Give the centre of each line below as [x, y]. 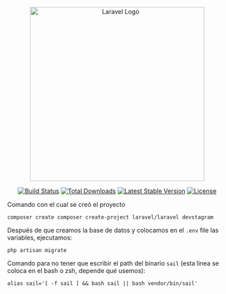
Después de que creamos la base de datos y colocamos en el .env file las [113, 230]
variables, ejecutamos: [40, 238]
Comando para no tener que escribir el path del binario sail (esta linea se [113, 263]
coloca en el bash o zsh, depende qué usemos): [76, 271]
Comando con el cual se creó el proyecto [66, 204]
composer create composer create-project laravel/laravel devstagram [111, 217]
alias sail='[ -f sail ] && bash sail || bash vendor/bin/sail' [103, 284]
